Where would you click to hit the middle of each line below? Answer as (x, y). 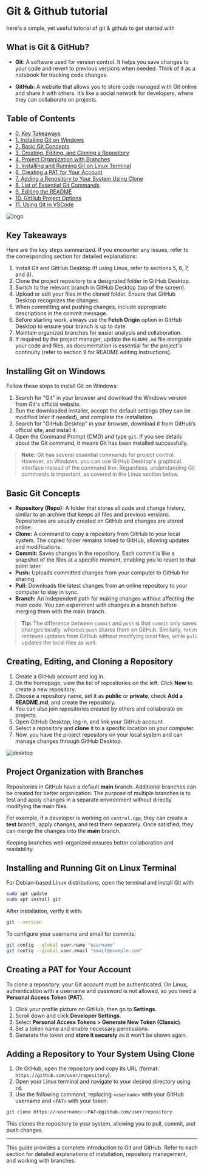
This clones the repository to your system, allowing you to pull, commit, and (101, 1124)
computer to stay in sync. (47, 592)
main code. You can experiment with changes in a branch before (96, 605)
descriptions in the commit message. (61, 313)
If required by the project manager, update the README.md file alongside (103, 340)
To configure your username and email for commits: (71, 934)
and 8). (24, 274)
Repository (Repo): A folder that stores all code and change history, (100, 508)
